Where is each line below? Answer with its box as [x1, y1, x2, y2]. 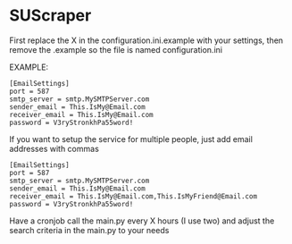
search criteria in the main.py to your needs [9, 224, 170, 235]
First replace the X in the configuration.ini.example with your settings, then [9, 35, 284, 46]
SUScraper [9, 5, 92, 26]
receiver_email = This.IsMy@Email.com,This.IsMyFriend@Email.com [9, 191, 257, 201]
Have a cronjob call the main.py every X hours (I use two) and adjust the [9, 215, 275, 226]
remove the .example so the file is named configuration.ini [9, 44, 223, 55]
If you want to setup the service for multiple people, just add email [9, 133, 253, 144]
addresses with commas [9, 143, 100, 154]
